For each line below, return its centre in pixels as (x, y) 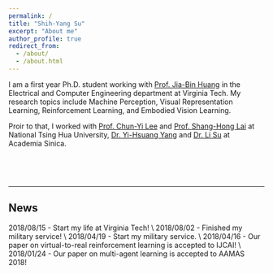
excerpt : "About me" (43, 31)
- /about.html (39, 62)
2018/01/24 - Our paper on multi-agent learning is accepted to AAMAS (127, 254)
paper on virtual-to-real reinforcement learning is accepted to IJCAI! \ (125, 245)
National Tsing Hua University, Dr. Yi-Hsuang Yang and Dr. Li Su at (119, 134)
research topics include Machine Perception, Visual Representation (121, 102)
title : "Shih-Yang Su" (47, 24)
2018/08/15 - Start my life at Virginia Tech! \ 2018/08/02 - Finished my (126, 228)
